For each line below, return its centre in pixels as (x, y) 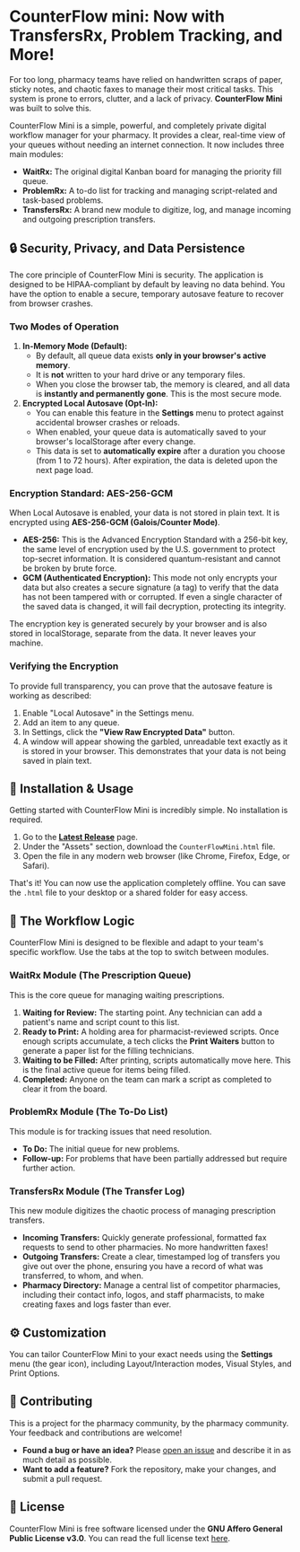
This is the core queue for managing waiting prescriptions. (117, 995)
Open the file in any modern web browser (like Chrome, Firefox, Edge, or (156, 856)
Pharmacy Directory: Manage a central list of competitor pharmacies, (151, 1285)
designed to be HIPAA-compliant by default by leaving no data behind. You (147, 284)
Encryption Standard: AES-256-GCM (91, 493)
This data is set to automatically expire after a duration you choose (160, 452)
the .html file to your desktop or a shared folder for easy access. (129, 893)
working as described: (51, 695)
